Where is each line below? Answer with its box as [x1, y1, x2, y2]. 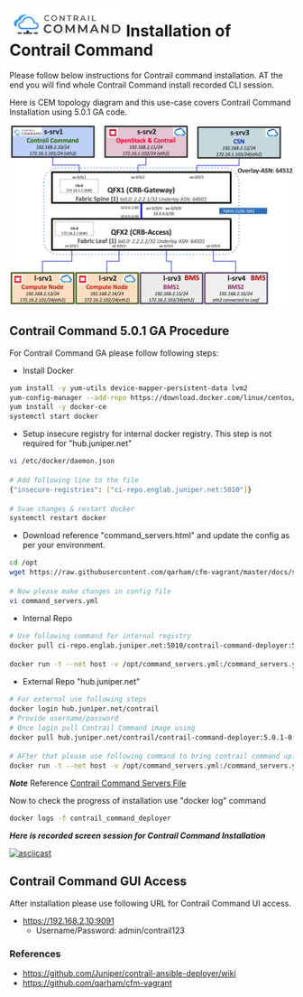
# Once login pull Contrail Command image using [9, 723, 196, 732]
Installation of [125, 21, 232, 42]
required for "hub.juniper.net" [22, 438, 133, 449]
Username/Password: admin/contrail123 [35, 925, 185, 936]
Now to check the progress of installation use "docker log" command [9, 796, 266, 806]
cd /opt [9, 558, 39, 567]
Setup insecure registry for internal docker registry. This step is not [22, 428, 272, 440]
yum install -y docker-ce [9, 403, 106, 412]
